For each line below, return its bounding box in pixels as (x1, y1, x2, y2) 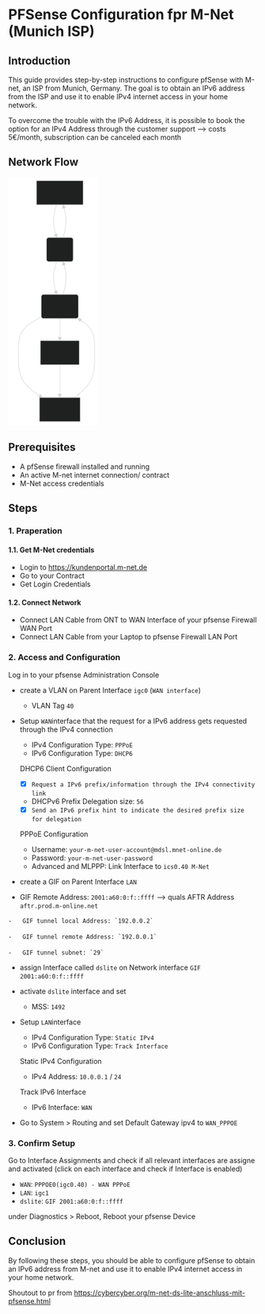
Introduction (8, 54, 71, 67)
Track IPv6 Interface (19, 1087, 87, 1097)
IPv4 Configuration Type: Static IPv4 (31, 1032, 154, 1042)
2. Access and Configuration (8, 652, 121, 663)
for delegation (31, 815, 81, 823)
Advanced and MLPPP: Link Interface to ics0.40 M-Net (31, 861, 210, 870)
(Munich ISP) (8, 22, 95, 40)
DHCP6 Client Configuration (19, 763, 112, 773)
